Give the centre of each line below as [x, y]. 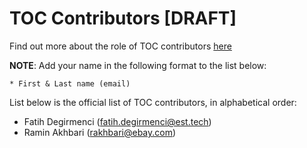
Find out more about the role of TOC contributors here [120, 46]
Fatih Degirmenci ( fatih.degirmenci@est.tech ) [117, 121]
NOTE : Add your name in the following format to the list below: [138, 65]
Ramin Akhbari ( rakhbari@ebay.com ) [100, 132]
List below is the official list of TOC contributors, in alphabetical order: [153, 102]
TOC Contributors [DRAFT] [123, 18]
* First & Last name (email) [70, 83]
